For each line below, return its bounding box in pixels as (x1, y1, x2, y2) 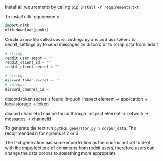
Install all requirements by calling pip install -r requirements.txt (5, 4, 139, 10)
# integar (5, 82, 25, 87)
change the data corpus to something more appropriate (5, 150, 116, 156)
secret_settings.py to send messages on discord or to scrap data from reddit (5, 41, 158, 47)
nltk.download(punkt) (5, 27, 49, 32)
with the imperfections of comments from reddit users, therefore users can (5, 145, 155, 151)
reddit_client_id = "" (5, 60, 51, 65)
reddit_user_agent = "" (5, 56, 53, 60)
